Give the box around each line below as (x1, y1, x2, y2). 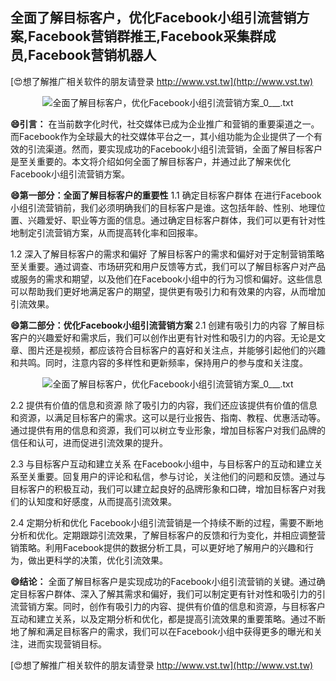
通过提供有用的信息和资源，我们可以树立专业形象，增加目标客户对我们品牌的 (10, 424, 326, 436)
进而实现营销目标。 (27, 638, 107, 650)
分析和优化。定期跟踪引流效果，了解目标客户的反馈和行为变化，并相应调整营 (10, 529, 326, 541)
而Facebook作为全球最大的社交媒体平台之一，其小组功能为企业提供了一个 (10, 130, 314, 142)
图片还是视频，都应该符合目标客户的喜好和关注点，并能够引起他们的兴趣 (27, 344, 326, 356)
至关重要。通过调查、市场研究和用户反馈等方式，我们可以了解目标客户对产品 (10, 260, 326, 272)
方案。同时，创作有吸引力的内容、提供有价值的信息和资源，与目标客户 (36, 600, 326, 612)
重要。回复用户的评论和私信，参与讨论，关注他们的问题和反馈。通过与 (36, 470, 326, 482)
